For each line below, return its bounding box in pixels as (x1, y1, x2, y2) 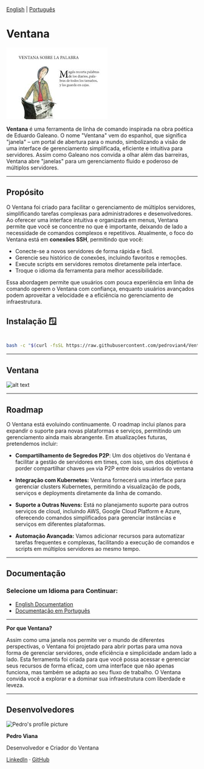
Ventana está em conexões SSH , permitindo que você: (6, 236, 144, 243)
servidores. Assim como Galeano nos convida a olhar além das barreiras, (6, 151, 189, 158)
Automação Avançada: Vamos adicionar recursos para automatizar (15, 532, 185, 539)
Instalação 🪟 (6, 316, 57, 327)
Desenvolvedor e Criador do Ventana (6, 744, 99, 751)
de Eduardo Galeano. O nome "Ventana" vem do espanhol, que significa (6, 131, 187, 139)
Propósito (6, 187, 44, 197)
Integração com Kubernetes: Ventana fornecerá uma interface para (15, 476, 186, 484)
